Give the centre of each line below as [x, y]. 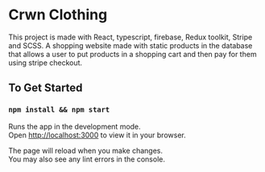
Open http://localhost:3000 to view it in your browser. [97, 135]
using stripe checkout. [46, 63]
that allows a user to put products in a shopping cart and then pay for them [132, 54]
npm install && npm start [59, 110]
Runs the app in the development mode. [75, 126]
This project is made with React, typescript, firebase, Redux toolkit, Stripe [130, 37]
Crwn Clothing [58, 15]
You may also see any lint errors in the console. [87, 159]
